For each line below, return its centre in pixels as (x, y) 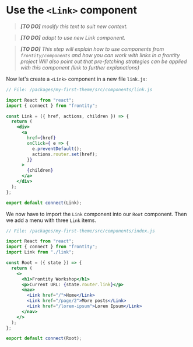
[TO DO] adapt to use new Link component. (73, 37)
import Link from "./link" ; (40, 252)
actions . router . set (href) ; (65, 154)
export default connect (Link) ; (44, 203)
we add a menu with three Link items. (51, 220)
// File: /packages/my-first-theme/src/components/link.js (79, 89)
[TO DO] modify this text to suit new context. (74, 26)
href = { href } (42, 138)
